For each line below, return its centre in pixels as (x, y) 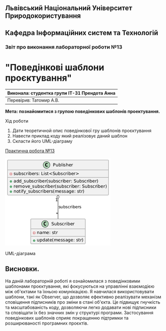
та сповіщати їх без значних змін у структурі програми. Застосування (79, 313)
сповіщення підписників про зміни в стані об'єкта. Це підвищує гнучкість (83, 302)
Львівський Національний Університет (69, 8)
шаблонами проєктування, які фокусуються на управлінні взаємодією (80, 286)
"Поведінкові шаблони (55, 67)
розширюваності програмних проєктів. (47, 323)
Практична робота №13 (30, 150)
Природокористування (43, 16)
